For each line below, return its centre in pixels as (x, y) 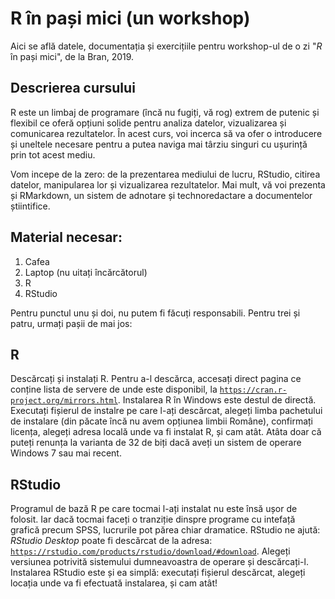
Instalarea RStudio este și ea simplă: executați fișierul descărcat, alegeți (158, 573)
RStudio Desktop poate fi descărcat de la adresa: (111, 541)
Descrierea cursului (73, 88)
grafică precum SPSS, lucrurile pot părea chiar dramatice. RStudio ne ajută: (165, 530)
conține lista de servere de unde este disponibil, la (114, 389)
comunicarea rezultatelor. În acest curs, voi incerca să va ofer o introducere (166, 133)
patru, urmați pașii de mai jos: (71, 323)
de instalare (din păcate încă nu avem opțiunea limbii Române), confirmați (161, 421)
